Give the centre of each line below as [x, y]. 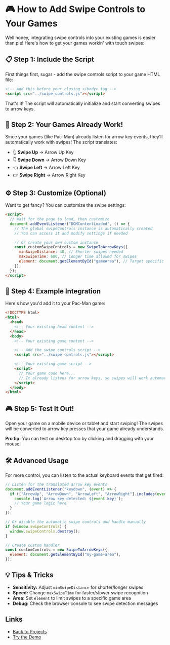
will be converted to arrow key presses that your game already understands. [85, 429]
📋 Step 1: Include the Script [50, 60]
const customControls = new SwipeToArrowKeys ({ [56, 550]
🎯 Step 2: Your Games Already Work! [64, 124]
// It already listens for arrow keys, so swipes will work [83, 378]
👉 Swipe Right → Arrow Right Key [49, 175]
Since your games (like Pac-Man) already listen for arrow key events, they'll [84, 137]
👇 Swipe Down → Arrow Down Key [49, 160]
